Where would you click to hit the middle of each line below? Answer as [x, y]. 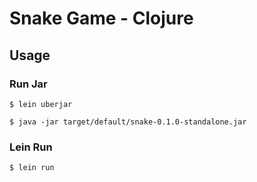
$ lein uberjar [41, 104]
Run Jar [28, 84]
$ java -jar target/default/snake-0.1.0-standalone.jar [128, 122]
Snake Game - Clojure [101, 18]
